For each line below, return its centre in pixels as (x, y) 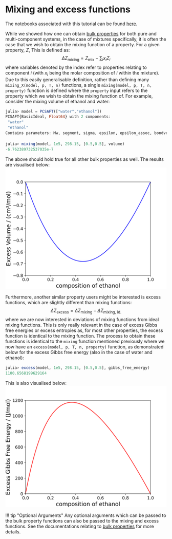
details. (13, 532)
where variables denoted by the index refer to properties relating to (76, 67)
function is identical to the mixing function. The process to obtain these (80, 336)
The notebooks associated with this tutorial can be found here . (71, 24)
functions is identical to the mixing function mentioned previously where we (85, 341)
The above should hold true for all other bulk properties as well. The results (84, 159)
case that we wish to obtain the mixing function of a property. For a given (82, 44)
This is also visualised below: (36, 383)
